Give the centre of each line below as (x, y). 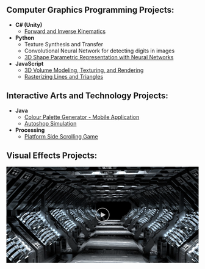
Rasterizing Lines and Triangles (64, 76)
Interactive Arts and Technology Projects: (88, 96)
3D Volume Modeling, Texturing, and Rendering (84, 70)
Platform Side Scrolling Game (61, 136)
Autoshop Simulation (50, 123)
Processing (30, 130)
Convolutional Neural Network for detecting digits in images (99, 51)
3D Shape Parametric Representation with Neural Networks (99, 57)
